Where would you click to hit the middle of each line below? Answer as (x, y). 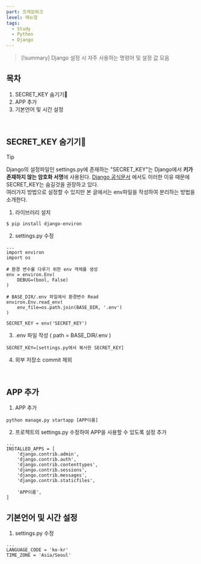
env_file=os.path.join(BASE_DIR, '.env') (70, 307)
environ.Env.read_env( (35, 302)
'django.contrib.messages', (52, 475)
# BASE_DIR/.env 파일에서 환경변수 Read (53, 297)
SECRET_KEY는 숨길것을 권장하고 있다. (52, 184)
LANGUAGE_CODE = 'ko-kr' (37, 550)
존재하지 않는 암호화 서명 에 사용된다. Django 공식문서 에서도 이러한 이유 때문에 (98, 177)
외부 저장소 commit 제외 (43, 360)
